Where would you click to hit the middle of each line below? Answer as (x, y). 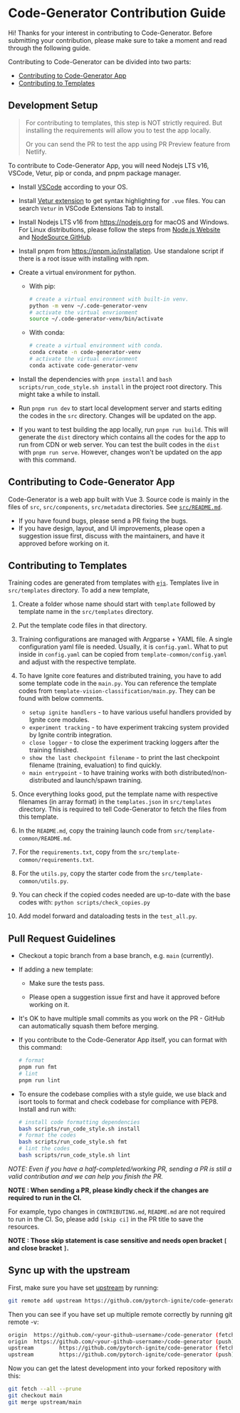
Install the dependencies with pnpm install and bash (95, 379)
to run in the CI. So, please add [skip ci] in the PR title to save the (106, 1219)
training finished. (54, 750)
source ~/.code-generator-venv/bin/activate (96, 319)
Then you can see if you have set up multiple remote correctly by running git (120, 1314)
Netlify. (36, 152)
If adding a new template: (56, 969)
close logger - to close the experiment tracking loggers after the (124, 743)
